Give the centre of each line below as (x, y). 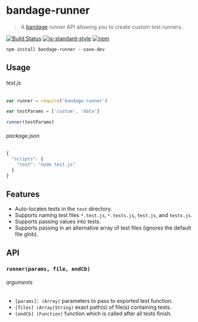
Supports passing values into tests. (58, 221)
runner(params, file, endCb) (48, 269)
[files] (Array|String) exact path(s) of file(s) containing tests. (93, 307)
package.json (23, 135)
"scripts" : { (28, 159)
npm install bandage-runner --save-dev (56, 49)
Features (23, 194)
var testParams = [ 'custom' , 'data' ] (53, 112)
